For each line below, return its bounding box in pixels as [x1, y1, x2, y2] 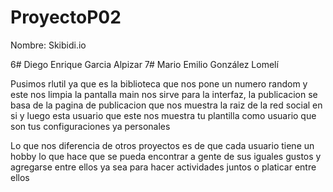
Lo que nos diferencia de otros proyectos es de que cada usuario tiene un [10, 139, 315, 151]
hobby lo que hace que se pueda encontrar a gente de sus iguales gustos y [10, 150, 322, 162]
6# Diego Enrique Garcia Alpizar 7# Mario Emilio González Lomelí [10, 58, 279, 70]
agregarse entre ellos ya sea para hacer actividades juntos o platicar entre [10, 161, 317, 173]
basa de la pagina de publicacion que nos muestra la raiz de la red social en [10, 99, 323, 111]
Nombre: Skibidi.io [10, 39, 87, 51]
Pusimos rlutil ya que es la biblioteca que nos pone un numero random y [10, 77, 308, 90]
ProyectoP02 [10, 6, 122, 29]
